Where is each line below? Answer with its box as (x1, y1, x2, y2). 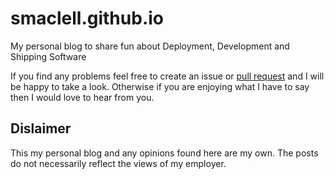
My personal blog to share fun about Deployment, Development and (10, 40, 290, 52)
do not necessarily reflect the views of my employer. (10, 157, 227, 169)
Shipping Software (10, 50, 87, 62)
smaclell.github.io (10, 7, 164, 30)
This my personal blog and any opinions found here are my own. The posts (10, 147, 319, 159)
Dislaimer (10, 120, 72, 137)
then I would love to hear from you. (10, 91, 155, 103)
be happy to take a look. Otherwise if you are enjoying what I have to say (10, 80, 310, 92)
